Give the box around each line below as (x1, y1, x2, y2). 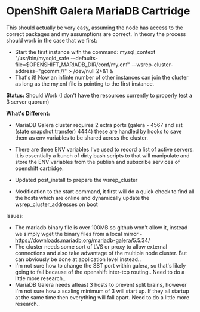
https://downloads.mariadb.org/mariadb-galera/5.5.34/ (14, 237, 150, 244)
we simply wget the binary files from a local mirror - (14, 230, 143, 237)
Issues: (6, 212, 24, 219)
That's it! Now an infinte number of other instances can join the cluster (14, 74, 189, 81)
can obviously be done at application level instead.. (14, 256, 141, 263)
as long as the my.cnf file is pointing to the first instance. (14, 80, 155, 87)
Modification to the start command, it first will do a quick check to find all (14, 187, 195, 195)
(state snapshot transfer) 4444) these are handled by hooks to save (14, 128, 182, 135)
